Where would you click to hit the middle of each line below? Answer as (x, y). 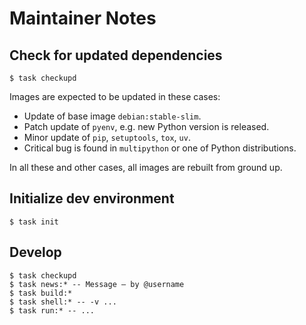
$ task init (34, 222)
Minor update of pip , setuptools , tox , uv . (107, 137)
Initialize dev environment (92, 198)
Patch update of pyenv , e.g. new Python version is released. (146, 126)
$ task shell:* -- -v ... (63, 302)
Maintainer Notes (83, 18)
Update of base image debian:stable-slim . (112, 116)
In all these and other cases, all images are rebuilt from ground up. (146, 167)
